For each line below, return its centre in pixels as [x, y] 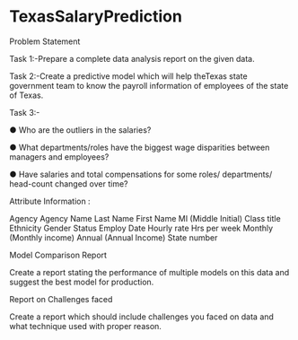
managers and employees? [59, 157]
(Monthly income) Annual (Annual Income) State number [114, 237]
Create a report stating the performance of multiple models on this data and [149, 272]
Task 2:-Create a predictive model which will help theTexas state [129, 76]
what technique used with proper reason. [85, 326]
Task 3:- [25, 112]
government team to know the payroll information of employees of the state [149, 85]
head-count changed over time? [69, 183]
